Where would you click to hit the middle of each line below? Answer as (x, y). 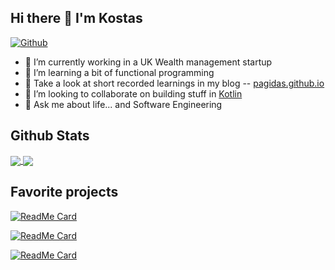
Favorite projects (64, 192)
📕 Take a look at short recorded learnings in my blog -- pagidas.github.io (174, 83)
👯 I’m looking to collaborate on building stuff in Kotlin (133, 93)
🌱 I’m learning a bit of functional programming (119, 72)
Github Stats (50, 136)
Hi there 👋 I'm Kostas (76, 18)
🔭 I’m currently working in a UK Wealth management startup (148, 62)
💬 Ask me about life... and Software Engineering (123, 104)
